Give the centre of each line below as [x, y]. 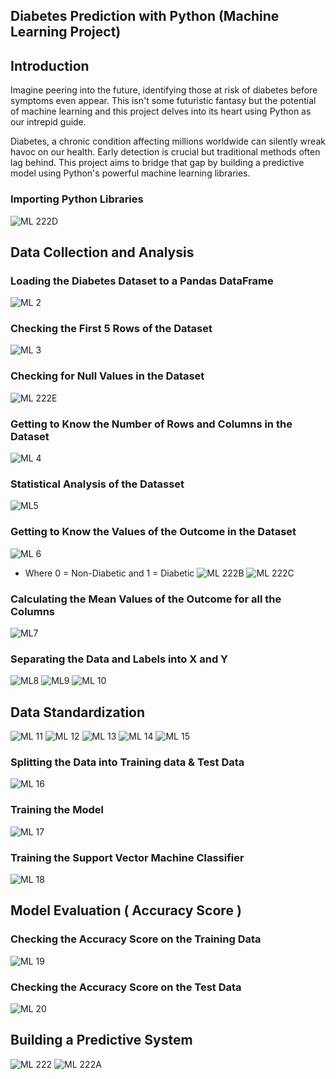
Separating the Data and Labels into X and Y [119, 659]
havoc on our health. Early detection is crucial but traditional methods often [165, 152]
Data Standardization [78, 712]
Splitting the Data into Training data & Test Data [127, 762]
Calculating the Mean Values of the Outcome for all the [146, 599]
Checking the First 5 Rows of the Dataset [111, 329]
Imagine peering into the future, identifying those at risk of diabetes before [164, 90]
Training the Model [57, 810]
